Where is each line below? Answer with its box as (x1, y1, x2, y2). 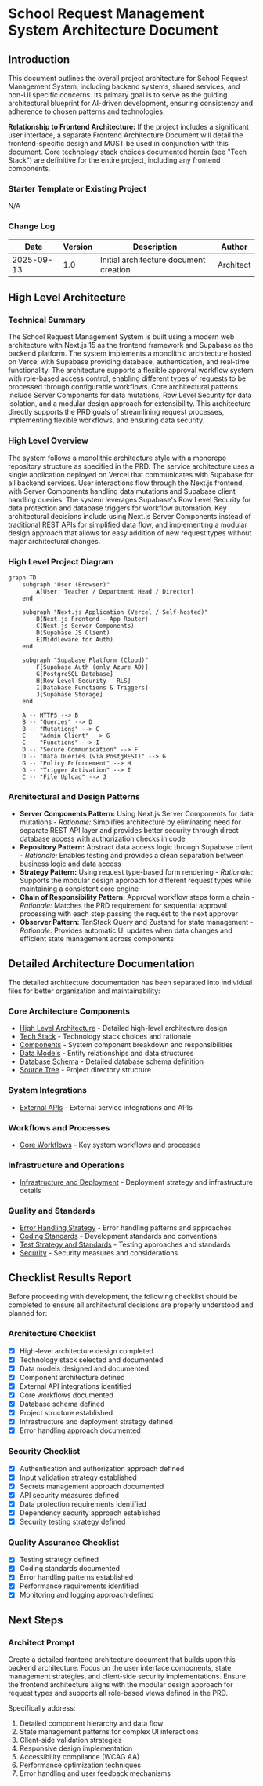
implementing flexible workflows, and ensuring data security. (8, 415, 205, 425)
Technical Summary (8, 314, 86, 325)
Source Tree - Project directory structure (19, 1065, 151, 1075)
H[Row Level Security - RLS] (36, 677, 131, 685)
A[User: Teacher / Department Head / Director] (36, 587, 194, 595)
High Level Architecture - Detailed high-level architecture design (19, 1024, 228, 1033)
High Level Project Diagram (8, 556, 113, 567)
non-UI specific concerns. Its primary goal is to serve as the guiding (8, 90, 228, 99)
